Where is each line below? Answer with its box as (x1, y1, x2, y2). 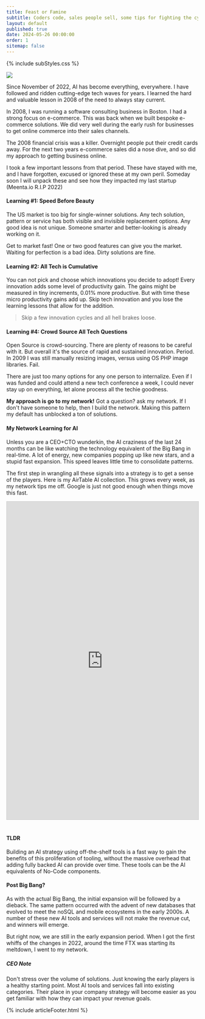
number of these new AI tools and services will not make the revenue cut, (6, 915, 190, 922)
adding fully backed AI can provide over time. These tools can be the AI (6, 861, 186, 868)
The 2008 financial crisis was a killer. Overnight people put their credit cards (6, 139, 198, 147)
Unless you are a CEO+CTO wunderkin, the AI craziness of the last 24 (6, 438, 182, 446)
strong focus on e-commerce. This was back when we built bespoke (6, 114, 178, 121)
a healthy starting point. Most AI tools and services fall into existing (6, 982, 175, 989)
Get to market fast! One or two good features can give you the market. (6, 242, 182, 250)
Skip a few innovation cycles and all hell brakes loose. (21, 314, 156, 321)
